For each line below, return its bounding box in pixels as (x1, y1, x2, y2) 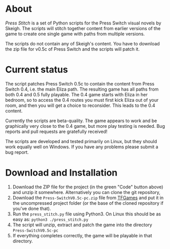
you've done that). (12, 205, 51, 211)
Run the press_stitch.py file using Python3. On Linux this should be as (12, 211, 161, 217)
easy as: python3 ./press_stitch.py (12, 216, 89, 222)
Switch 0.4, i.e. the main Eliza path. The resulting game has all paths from (5, 86, 159, 92)
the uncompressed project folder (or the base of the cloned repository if (12, 200, 164, 206)
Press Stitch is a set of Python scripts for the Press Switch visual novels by (5, 20, 161, 26)
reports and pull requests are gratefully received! (5, 128, 108, 134)
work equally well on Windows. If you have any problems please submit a (5, 144, 158, 150)
